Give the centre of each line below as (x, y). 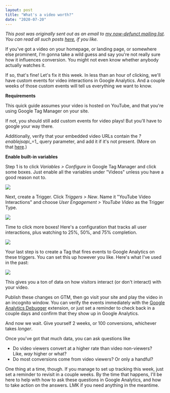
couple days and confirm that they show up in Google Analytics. (72, 314)
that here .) (16, 147)
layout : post (19, 10)
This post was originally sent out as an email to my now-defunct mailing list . (85, 34)
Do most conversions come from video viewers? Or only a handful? (83, 359)
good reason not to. (26, 177)
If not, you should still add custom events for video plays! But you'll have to (84, 121)
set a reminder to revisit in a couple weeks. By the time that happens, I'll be (84, 375)
